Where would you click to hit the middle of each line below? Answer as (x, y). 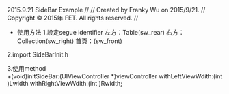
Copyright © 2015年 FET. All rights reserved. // (73, 18)
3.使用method (27, 68)
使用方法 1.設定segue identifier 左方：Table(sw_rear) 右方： (100, 32)
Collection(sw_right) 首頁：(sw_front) (70, 41)
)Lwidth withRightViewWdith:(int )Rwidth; (65, 83)
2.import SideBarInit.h (38, 54)
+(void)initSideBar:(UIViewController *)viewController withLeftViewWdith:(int (115, 76)
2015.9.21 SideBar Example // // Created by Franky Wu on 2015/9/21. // (106, 10)
